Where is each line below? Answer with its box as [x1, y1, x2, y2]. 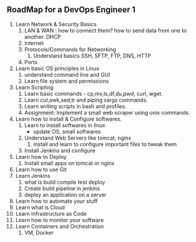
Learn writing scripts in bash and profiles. [24, 102, 127, 109]
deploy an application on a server [24, 191, 107, 198]
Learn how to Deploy [15, 153, 67, 160]
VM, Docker [24, 229, 54, 236]
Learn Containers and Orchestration [15, 222, 104, 230]
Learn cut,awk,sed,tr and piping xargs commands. [24, 96, 148, 103]
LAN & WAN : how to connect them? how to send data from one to [24, 27, 187, 34]
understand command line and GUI [24, 71, 110, 78]
